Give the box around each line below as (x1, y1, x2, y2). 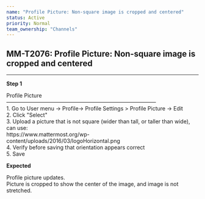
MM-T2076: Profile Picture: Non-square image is (6, 48, 196, 59)
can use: (6, 125, 29, 132)
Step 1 (6, 80, 23, 87)
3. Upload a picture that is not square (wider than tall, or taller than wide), (6, 118, 190, 125)
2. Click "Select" (6, 111, 48, 119)
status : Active (6, 15, 45, 21)
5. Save (6, 150, 26, 157)
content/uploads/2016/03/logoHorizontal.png (6, 137, 121, 145)
